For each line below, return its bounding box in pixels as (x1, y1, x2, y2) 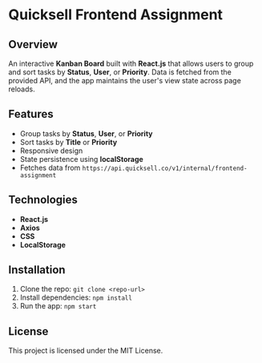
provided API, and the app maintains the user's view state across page (8, 76, 242, 85)
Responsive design (19, 146, 83, 155)
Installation (8, 263, 66, 277)
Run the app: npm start (19, 301, 97, 311)
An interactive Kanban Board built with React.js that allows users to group (8, 58, 254, 68)
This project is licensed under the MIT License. (8, 346, 163, 356)
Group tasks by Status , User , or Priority (19, 128, 154, 138)
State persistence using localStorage (19, 154, 144, 163)
